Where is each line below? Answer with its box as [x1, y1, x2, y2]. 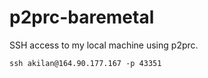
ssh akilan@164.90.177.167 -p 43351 [9, 58, 162, 68]
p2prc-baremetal [9, 6, 155, 29]
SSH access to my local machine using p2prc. [9, 39, 199, 51]
